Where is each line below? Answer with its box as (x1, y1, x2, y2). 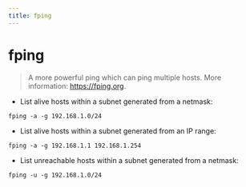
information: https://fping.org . (27, 81, 127, 90)
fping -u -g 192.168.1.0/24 (8, 171, 103, 179)
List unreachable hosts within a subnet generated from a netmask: (19, 155, 239, 165)
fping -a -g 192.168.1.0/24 (8, 112, 103, 120)
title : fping (8, 11, 52, 20)
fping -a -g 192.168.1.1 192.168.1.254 (8, 141, 142, 149)
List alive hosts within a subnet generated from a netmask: (19, 97, 213, 106)
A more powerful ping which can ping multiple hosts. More (27, 73, 222, 82)
